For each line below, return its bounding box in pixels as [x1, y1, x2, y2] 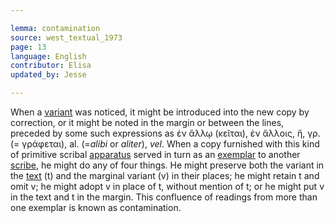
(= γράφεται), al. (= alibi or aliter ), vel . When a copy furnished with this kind [10, 138, 320, 150]
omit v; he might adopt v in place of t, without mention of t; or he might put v [10, 181, 325, 192]
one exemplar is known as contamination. [10, 202, 182, 213]
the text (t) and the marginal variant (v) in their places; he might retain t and [10, 170, 320, 181]
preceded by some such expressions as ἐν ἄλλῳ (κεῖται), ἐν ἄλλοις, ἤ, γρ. [10, 127, 321, 139]
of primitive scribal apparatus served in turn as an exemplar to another [10, 149, 301, 160]
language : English [10, 51, 87, 61]
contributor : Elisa [10, 61, 92, 71]
